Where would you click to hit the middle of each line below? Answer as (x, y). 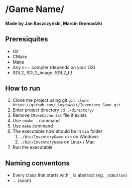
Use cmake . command (36, 121)
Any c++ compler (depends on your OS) (54, 67)
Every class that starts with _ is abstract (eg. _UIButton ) (70, 175)
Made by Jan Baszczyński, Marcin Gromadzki (54, 23)
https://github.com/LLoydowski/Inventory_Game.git (67, 105)
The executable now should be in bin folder (57, 131)
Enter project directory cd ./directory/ (53, 110)
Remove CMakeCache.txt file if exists (49, 115)
